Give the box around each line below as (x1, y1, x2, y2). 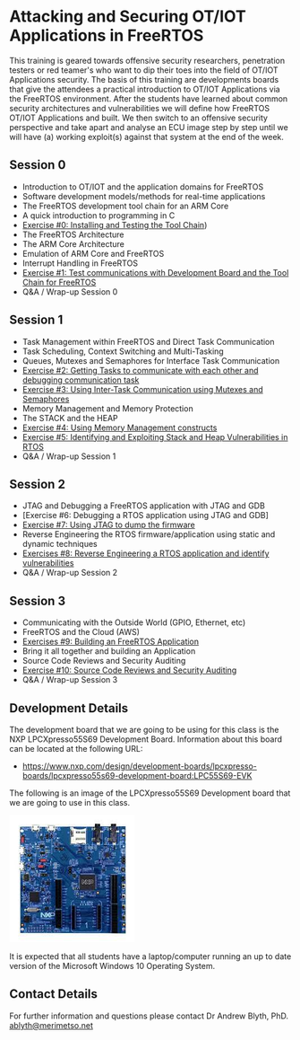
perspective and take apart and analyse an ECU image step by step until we (9, 121, 288, 132)
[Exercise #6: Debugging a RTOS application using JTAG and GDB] (21, 510, 269, 521)
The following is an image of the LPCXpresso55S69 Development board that (9, 788, 291, 798)
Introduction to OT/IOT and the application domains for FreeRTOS (21, 181, 264, 192)
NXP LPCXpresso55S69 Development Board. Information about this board (9, 734, 282, 745)
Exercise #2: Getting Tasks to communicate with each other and (21, 365, 259, 375)
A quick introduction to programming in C (21, 209, 176, 221)
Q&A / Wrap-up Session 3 (21, 674, 118, 685)
